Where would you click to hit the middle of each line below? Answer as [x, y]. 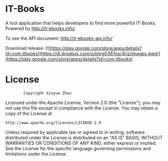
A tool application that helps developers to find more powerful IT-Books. [81, 23]
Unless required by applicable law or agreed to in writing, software [75, 132]
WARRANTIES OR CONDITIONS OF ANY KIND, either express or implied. [81, 143]
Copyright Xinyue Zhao [48, 93]
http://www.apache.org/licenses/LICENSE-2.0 [53, 123]
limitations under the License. [36, 154]
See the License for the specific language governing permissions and [78, 148]
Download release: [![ [28, 48]
